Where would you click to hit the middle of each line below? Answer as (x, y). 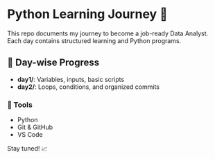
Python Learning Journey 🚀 (87, 14)
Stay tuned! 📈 (27, 149)
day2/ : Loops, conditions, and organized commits (88, 87)
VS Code (30, 135)
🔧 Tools (20, 105)
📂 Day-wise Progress (53, 63)
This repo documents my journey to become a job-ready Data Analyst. (108, 33)
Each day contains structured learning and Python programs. (94, 40)
